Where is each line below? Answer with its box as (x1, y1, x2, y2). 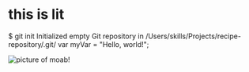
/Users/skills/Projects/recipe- (145, 31, 241, 41)
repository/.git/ (8, 39, 57, 49)
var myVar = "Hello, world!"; (58, 39, 149, 49)
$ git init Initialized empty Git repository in (8, 31, 144, 41)
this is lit (8, 5, 65, 23)
